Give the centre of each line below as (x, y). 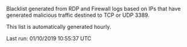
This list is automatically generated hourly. (59, 27)
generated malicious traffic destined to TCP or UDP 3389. (78, 15)
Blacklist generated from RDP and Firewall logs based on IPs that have (93, 9)
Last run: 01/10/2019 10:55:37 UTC (49, 38)
